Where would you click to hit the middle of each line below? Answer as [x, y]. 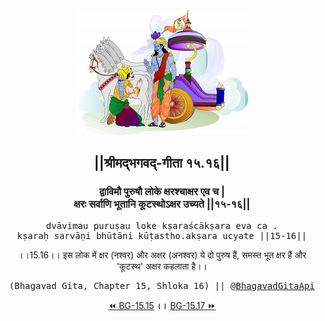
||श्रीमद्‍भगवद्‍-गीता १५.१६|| [162, 163]
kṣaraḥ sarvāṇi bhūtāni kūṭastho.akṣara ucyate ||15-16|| [162, 235]
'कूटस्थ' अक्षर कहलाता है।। [162, 266]
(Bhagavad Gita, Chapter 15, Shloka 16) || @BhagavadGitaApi [162, 285]
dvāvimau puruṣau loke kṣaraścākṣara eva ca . [162, 225]
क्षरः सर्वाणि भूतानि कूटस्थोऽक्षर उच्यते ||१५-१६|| [162, 204]
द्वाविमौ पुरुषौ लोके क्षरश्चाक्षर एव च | [162, 192]
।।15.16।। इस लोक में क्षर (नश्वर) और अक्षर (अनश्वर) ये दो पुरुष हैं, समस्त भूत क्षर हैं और [162, 255]
